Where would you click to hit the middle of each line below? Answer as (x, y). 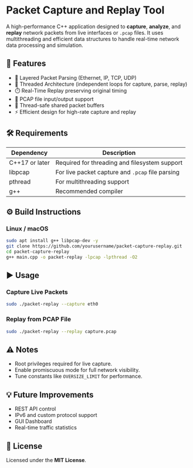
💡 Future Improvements (50, 394)
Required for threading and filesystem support (119, 162)
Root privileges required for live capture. (63, 364)
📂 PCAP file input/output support (54, 99)
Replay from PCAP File (39, 319)
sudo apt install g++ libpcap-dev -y (52, 241)
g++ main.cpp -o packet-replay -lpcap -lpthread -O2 (72, 257)
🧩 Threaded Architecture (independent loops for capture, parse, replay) (101, 84)
